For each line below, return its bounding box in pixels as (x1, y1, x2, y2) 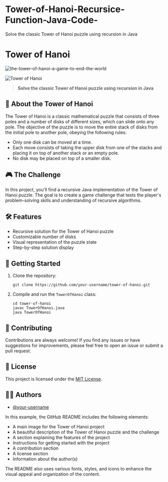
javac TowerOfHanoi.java (12, 305, 65, 311)
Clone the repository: (12, 273, 57, 279)
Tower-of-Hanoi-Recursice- (5, 4, 125, 15)
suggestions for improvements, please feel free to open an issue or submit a (5, 342, 163, 348)
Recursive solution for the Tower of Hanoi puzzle (12, 229, 114, 235)
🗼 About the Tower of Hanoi (5, 100, 93, 108)
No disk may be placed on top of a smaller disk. (12, 155, 112, 161)
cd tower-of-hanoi (12, 301, 51, 306)
